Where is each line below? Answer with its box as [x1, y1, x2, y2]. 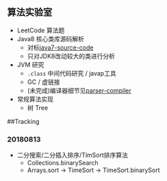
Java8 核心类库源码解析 [16, 34, 84, 43]
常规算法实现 [16, 95, 53, 103]
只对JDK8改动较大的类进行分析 [27, 52, 115, 60]
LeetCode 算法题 [16, 26, 65, 34]
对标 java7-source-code [27, 43, 94, 52]
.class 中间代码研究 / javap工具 [27, 69, 116, 77]
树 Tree [27, 103, 49, 111]
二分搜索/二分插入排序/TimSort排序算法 [16, 151, 129, 160]
